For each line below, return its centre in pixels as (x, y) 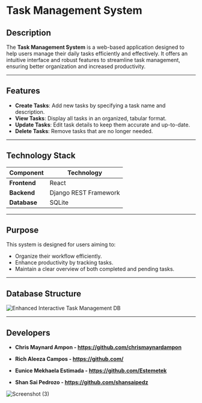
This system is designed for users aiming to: (61, 245)
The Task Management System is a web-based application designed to (95, 47)
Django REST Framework (85, 192)
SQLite (59, 202)
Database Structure (44, 294)
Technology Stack (41, 156)
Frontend (23, 183)
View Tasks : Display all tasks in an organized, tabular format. (91, 118)
